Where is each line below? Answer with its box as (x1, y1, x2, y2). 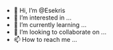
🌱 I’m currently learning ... (13, 21, 87, 28)
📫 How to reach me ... (13, 36, 77, 43)
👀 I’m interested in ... (13, 14, 72, 22)
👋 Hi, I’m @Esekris (13, 7, 66, 14)
